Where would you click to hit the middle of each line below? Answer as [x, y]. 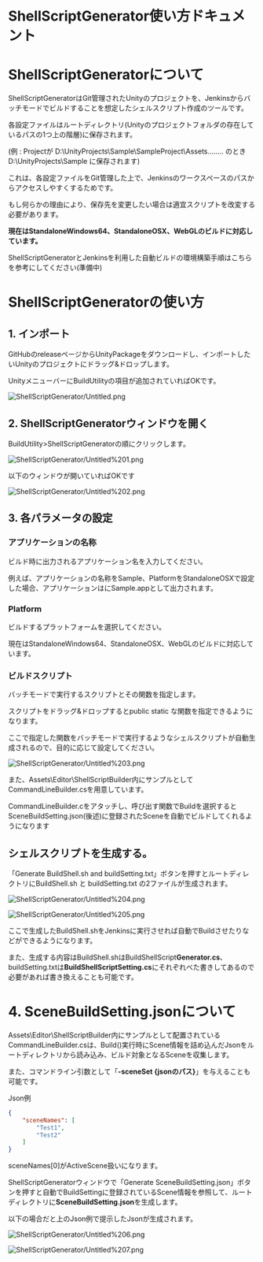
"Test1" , [51, 1127]
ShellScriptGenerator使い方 [99, 16]
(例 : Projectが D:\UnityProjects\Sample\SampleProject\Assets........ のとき [127, 151]
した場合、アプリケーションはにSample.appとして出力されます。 [113, 588]
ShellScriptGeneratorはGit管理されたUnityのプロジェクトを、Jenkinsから [126, 98]
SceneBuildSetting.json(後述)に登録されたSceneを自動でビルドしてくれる [127, 816]
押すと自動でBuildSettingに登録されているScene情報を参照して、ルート [137, 1192]
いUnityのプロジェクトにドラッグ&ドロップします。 [91, 364]
